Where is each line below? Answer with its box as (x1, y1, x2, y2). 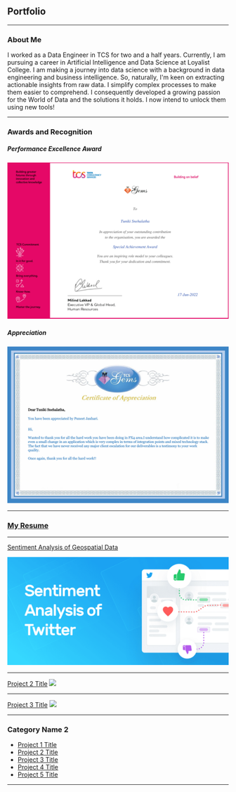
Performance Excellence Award (7, 144, 102, 153)
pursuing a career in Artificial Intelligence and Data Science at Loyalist (7, 58, 210, 67)
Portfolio (7, 6, 46, 18)
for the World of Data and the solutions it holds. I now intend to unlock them (7, 95, 226, 104)
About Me (7, 34, 42, 44)
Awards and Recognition (7, 127, 93, 137)
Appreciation (7, 328, 47, 336)
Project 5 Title (17, 770, 58, 779)
